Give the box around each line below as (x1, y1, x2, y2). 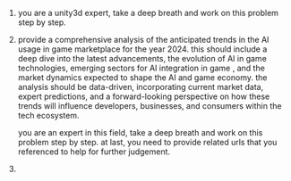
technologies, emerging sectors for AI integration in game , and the (17, 62, 266, 73)
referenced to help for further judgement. (17, 146, 171, 157)
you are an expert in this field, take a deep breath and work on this (17, 128, 263, 137)
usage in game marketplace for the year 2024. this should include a (17, 44, 268, 54)
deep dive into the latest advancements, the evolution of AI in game (17, 53, 267, 63)
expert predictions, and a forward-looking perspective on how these (17, 91, 270, 102)
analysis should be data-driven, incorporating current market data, (17, 82, 264, 92)
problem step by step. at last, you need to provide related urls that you (17, 137, 278, 147)
